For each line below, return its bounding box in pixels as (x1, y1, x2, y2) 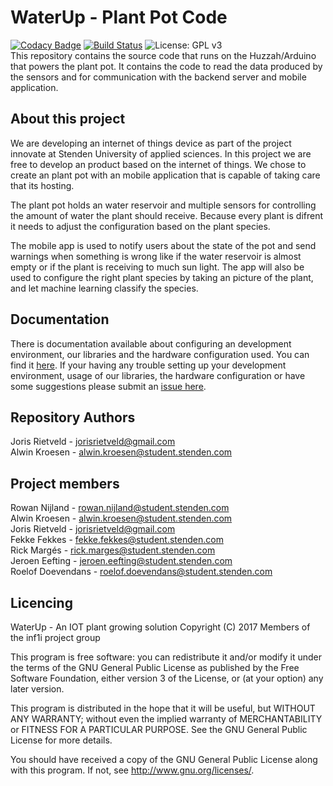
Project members (10, 475, 120, 492)
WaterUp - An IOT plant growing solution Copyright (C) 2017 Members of (10, 621, 311, 633)
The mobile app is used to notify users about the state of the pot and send (10, 239, 317, 251)
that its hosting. (10, 179, 75, 191)
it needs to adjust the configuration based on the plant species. (10, 220, 271, 232)
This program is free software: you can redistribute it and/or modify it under (10, 651, 322, 663)
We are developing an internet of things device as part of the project (10, 137, 292, 149)
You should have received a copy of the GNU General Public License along (10, 754, 318, 765)
